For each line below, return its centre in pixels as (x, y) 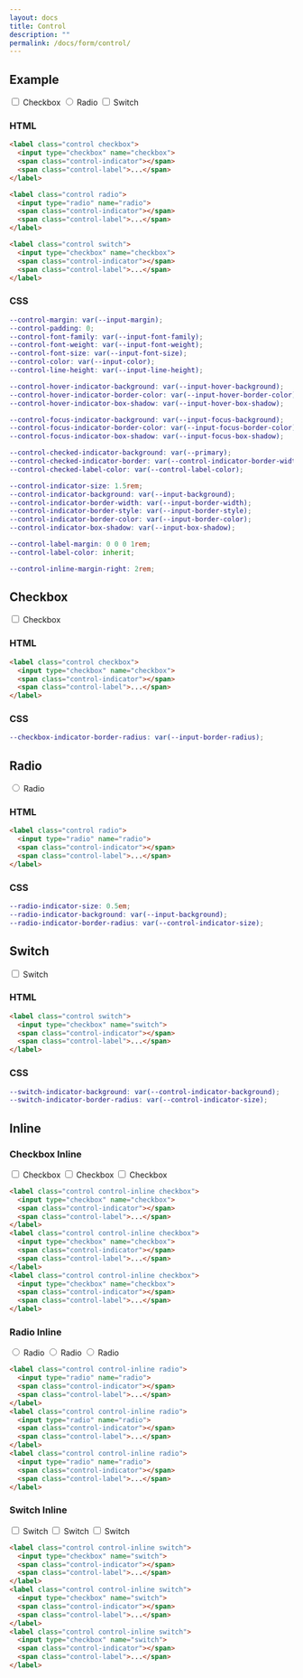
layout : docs (34, 18)
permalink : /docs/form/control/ (70, 43)
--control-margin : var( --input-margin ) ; (87, 320)
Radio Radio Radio (71, 1353)
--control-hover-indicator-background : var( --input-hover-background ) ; (147, 386)
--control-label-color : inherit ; (72, 552)
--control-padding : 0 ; (52, 328)
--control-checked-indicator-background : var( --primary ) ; (120, 453)
